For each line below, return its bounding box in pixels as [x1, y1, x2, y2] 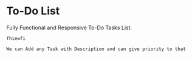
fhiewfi [6, 35, 26, 41]
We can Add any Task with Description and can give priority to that [6, 46, 187, 52]
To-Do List [6, 4, 60, 18]
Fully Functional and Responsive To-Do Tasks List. [6, 24, 132, 31]
